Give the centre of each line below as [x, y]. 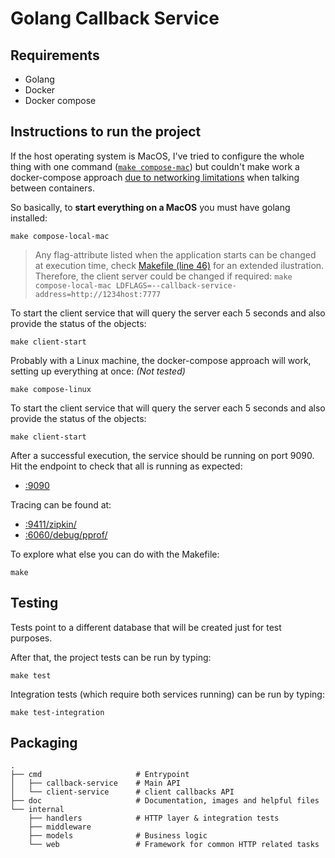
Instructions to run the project [106, 132]
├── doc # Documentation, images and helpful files [165, 801]
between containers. [52, 188]
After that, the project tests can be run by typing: [111, 657]
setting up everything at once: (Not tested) [98, 371]
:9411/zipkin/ [50, 524]
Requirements [55, 55]
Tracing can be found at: [61, 504]
